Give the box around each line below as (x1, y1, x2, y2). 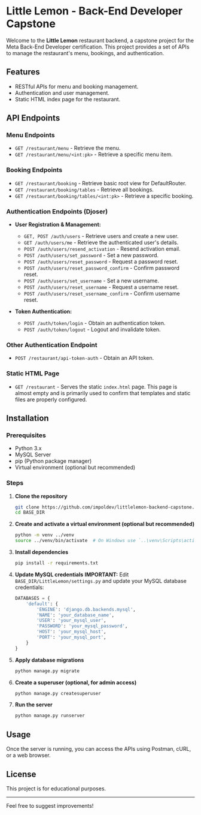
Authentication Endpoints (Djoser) (6, 207, 108, 215)
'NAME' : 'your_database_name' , (36, 612, 115, 618)
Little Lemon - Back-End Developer (6, 4, 183, 18)
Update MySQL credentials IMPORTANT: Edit (14, 571, 129, 578)
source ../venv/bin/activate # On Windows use (14, 538, 136, 544)
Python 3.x (14, 445, 42, 452)
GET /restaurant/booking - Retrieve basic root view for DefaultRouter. (14, 179, 187, 187)
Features (6, 67, 40, 77)
